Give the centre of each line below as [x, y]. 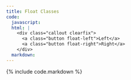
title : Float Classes [33, 11]
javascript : [26, 22]
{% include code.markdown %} [44, 71]
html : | [21, 28]
